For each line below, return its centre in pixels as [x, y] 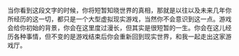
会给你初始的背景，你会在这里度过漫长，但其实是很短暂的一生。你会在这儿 [116, 28]
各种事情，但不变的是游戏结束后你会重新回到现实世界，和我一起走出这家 [119, 36]
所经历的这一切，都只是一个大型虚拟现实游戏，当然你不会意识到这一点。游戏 [119, 19]
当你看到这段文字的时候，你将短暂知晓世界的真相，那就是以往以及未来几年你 [119, 10]
